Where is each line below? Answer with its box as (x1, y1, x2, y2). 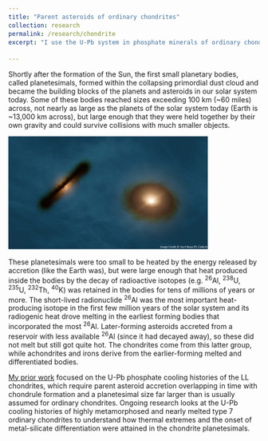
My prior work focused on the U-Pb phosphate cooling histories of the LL (8, 372, 250, 382)
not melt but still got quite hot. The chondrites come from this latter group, (8, 340, 253, 349)
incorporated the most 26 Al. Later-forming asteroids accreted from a (8, 320, 233, 332)
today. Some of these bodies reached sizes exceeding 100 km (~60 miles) (8, 95, 252, 105)
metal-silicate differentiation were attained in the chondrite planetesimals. (8, 423, 250, 433)
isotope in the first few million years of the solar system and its (43, 304, 250, 313)
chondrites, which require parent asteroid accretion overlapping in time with (8, 380, 258, 391)
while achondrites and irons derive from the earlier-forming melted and (8, 348, 242, 358)
